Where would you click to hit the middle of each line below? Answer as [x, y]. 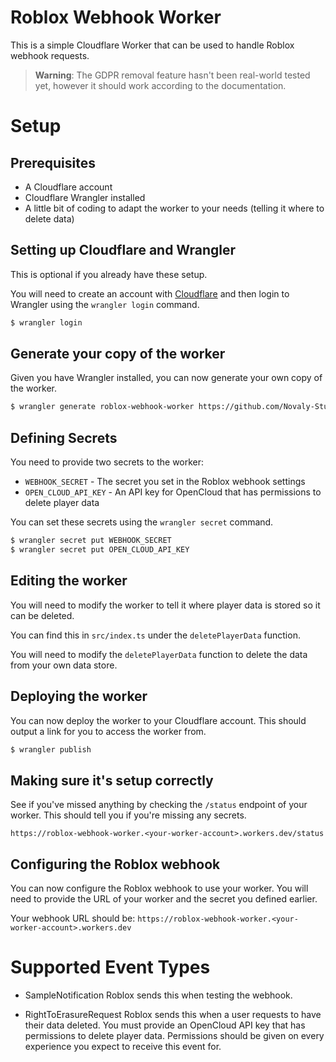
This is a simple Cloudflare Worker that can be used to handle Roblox [152, 45]
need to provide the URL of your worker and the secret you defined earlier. [164, 899]
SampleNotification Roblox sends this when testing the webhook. [158, 995]
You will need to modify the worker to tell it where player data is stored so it [165, 605]
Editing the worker [69, 581]
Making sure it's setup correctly [112, 780]
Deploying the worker [79, 696]
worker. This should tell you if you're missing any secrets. [128, 815]
